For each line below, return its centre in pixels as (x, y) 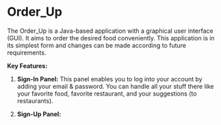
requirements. (27, 53)
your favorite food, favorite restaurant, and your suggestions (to (107, 94)
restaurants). (35, 100)
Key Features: (27, 66)
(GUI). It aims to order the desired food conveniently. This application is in (111, 38)
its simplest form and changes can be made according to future (97, 45)
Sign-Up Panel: (39, 114)
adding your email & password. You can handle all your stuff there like (115, 86)
